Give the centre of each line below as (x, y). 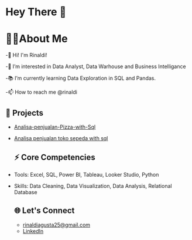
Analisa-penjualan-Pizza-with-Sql (55, 127)
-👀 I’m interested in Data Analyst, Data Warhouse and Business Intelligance (96, 66)
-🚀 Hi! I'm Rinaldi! (26, 55)
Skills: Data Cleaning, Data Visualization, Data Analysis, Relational (93, 186)
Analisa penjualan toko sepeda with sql (61, 138)
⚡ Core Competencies (55, 158)
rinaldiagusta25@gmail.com (56, 225)
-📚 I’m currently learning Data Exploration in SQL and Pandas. (81, 78)
